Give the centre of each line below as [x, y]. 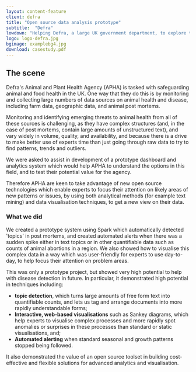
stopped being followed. [43, 345]
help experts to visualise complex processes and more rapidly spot [95, 320]
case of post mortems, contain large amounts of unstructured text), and [92, 130]
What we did [24, 217]
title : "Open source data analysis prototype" [64, 22]
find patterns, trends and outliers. [46, 148]
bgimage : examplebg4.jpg [36, 44]
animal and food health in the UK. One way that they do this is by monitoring [97, 93]
